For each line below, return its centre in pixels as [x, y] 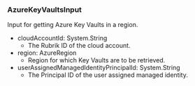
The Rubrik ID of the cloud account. [79, 46]
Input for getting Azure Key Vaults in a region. [73, 25]
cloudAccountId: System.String [62, 38]
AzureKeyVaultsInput [45, 10]
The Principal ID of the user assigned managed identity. [108, 75]
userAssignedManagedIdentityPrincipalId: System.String [99, 68]
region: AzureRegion [47, 53]
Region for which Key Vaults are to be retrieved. [96, 60]
